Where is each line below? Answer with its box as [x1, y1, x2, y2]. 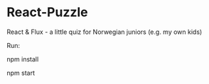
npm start [6, 68, 36, 77]
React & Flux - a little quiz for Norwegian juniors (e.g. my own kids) [6, 28, 203, 36]
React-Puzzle [6, 4, 88, 20]
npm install [6, 54, 39, 64]
